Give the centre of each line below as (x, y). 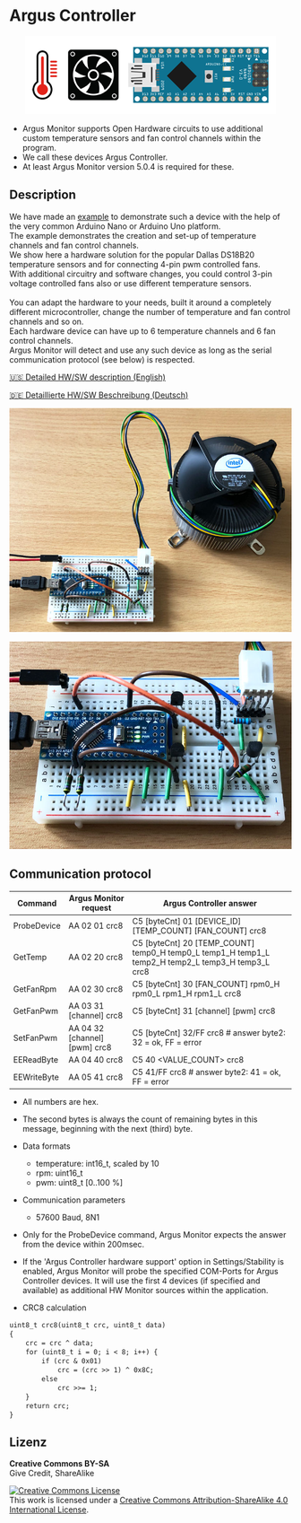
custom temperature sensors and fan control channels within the (142, 138)
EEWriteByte (36, 1077)
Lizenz (28, 1442)
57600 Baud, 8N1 (68, 1217)
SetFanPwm (35, 1037)
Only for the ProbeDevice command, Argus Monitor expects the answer (154, 1234)
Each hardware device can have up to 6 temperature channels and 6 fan (142, 331)
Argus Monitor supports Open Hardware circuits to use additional (142, 128)
